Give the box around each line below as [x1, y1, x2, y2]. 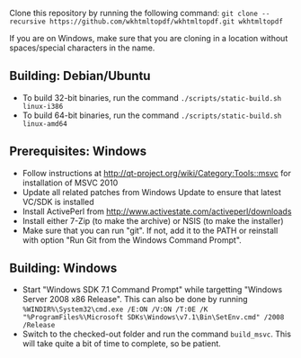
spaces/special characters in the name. [9, 42, 155, 53]
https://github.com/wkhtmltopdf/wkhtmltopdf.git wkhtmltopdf [49, 17, 283, 26]
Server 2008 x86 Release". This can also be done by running [22, 294, 248, 305]
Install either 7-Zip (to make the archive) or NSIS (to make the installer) [22, 215, 285, 226]
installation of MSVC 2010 [22, 177, 119, 188]
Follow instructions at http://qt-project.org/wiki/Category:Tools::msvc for [22, 167, 292, 178]
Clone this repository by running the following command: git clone [9, 8, 259, 18]
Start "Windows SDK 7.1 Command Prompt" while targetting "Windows [22, 284, 283, 295]
